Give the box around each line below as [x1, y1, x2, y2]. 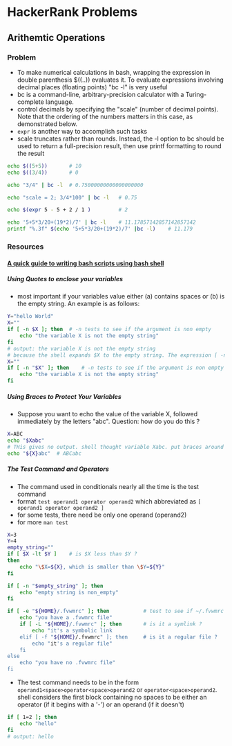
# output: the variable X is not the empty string [7, 345, 156, 352]
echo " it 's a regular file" [32, 640, 113, 647]
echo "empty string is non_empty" [19, 589, 119, 596]
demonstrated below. [17, 119, 78, 128]
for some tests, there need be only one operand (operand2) [17, 510, 187, 519]
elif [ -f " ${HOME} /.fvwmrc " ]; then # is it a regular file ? [19, 633, 217, 641]
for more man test [17, 517, 69, 526]
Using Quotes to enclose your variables [7, 275, 123, 283]
